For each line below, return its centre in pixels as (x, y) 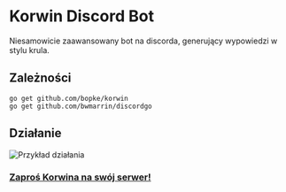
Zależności (40, 78)
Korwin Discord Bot (82, 16)
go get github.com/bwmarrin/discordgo (81, 106)
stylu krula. (30, 50)
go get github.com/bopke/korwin (69, 98)
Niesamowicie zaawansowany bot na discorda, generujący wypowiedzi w (143, 41)
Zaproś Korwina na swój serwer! (80, 177)
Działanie (35, 133)
